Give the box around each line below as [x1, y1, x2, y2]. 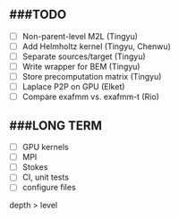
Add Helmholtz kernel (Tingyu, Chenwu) [21, 40, 172, 52]
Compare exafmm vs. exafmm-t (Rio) [21, 91, 159, 102]
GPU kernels [21, 142, 69, 153]
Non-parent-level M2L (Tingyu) [21, 30, 139, 41]
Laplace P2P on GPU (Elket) [21, 81, 125, 92]
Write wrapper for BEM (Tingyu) [21, 62, 141, 72]
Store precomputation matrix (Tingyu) [21, 72, 162, 82]
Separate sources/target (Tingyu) [21, 51, 146, 62]
